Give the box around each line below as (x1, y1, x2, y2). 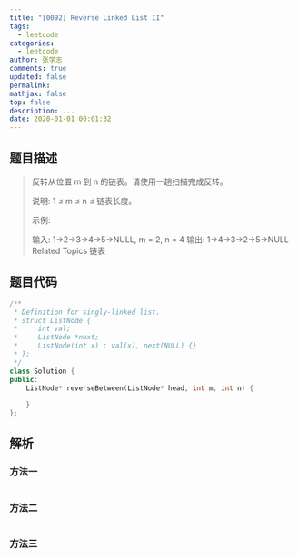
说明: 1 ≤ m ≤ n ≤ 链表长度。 (31, 195, 137, 206)
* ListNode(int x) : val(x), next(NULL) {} (13, 341, 197, 350)
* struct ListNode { (13, 316, 92, 325)
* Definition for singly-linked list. (13, 308, 161, 317)
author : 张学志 (9, 55, 63, 64)
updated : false (9, 73, 67, 82)
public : (9, 375, 39, 384)
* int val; (13, 324, 71, 334)
